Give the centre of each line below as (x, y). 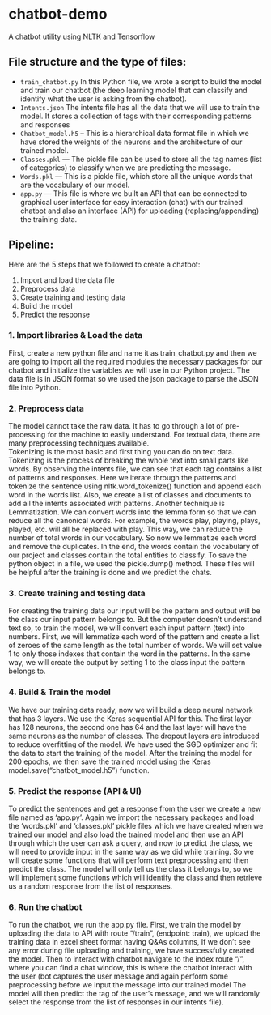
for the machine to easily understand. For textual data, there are (154, 435)
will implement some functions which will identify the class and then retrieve (135, 878)
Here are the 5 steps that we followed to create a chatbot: (104, 264)
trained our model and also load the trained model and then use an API (126, 834)
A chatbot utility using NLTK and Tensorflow (82, 36)
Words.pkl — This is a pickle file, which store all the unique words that (136, 176)
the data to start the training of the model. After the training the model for (130, 753)
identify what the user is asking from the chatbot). (104, 99)
